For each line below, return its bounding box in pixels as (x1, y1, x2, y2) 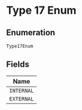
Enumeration (6, 27, 56, 38)
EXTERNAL (9, 95, 34, 102)
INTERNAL (9, 87, 34, 94)
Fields (6, 59, 30, 69)
